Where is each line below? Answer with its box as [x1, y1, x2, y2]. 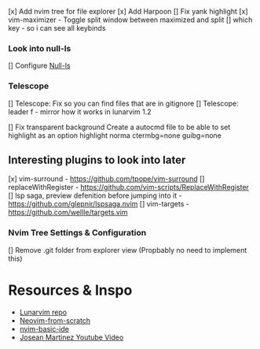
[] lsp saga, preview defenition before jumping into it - [8, 191, 182, 200]
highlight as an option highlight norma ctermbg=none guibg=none [8, 130, 222, 140]
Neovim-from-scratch [19, 315, 91, 325]
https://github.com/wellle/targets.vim [8, 208, 128, 217]
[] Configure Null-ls [8, 61, 71, 70]
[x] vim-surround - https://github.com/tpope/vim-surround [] [8, 174, 205, 184]
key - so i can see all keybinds [8, 24, 106, 32]
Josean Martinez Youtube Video [19, 332, 124, 342]
